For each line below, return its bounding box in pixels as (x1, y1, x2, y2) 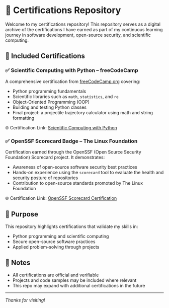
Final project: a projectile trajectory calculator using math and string (12, 109, 153, 115)
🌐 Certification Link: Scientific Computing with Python (5, 124, 117, 130)
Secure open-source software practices (12, 239, 96, 245)
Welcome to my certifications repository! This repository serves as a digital (5, 21, 161, 27)
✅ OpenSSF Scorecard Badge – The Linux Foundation (5, 137, 138, 144)
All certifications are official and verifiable (12, 272, 99, 278)
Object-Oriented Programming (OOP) (12, 99, 90, 105)
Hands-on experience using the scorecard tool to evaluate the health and (12, 169, 164, 175)
